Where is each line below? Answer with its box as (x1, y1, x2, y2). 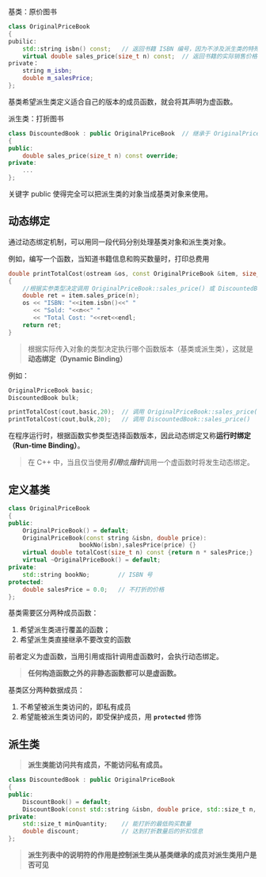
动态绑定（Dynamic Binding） (27, 353, 127, 363)
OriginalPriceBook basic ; (8, 387, 93, 395)
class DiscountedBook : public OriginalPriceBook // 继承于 (8, 129, 211, 137)
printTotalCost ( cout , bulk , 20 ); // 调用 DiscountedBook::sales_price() (8, 415, 251, 424)
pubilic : (8, 37, 37, 45)
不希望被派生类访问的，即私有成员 (19, 702, 131, 711)
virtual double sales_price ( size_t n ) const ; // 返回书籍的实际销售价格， (22, 52, 264, 60)
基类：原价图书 (8, 7, 57, 16)
